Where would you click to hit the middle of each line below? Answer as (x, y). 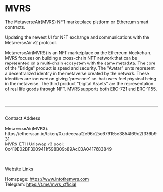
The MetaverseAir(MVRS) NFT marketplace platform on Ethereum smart (77, 22)
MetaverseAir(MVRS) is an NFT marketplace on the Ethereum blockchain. (78, 53)
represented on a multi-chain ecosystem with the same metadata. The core (80, 63)
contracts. (15, 27)
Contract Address (23, 118)
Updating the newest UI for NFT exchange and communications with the (77, 37)
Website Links (19, 169)
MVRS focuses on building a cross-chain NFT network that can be (71, 58)
